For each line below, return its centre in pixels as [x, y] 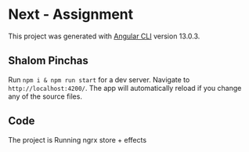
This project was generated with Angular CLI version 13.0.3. [104, 36]
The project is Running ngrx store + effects [78, 139]
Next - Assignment [71, 14]
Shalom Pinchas [48, 61]
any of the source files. [45, 96]
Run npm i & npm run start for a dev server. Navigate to [99, 79]
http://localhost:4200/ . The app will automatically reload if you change [125, 88]
